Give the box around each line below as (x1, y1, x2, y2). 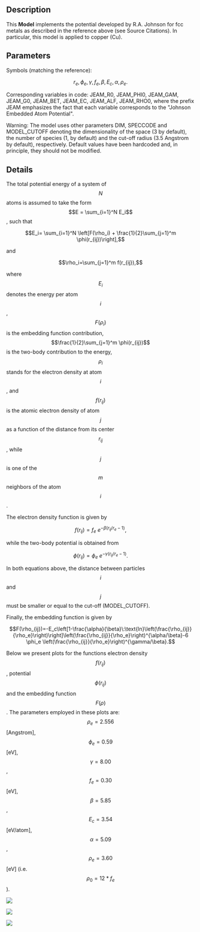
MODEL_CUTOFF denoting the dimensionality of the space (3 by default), (6, 128, 187, 135)
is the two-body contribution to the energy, (6, 348, 113, 355)
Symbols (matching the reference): (6, 66, 92, 74)
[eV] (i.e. (6, 865, 28, 872)
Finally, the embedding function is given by (6, 614, 113, 621)
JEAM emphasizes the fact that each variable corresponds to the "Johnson (6, 104, 191, 111)
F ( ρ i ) (95, 319, 107, 327)
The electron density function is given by (6, 514, 107, 521)
